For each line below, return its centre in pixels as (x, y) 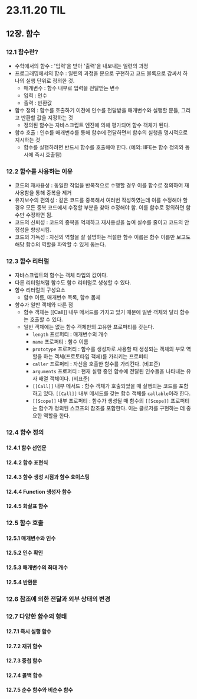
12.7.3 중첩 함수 (24, 661)
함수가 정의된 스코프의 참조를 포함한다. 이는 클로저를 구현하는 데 (112, 408)
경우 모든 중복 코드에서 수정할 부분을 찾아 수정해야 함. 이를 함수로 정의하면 (99, 208)
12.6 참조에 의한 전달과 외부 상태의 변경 (58, 599)
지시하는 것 (27, 140)
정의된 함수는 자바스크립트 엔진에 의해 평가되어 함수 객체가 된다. (96, 125)
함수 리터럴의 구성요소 (40, 290)
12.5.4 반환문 (22, 582)
